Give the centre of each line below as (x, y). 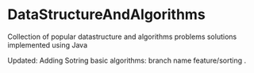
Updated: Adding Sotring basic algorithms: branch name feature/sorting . (127, 60)
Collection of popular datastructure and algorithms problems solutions (122, 36)
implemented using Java (48, 44)
